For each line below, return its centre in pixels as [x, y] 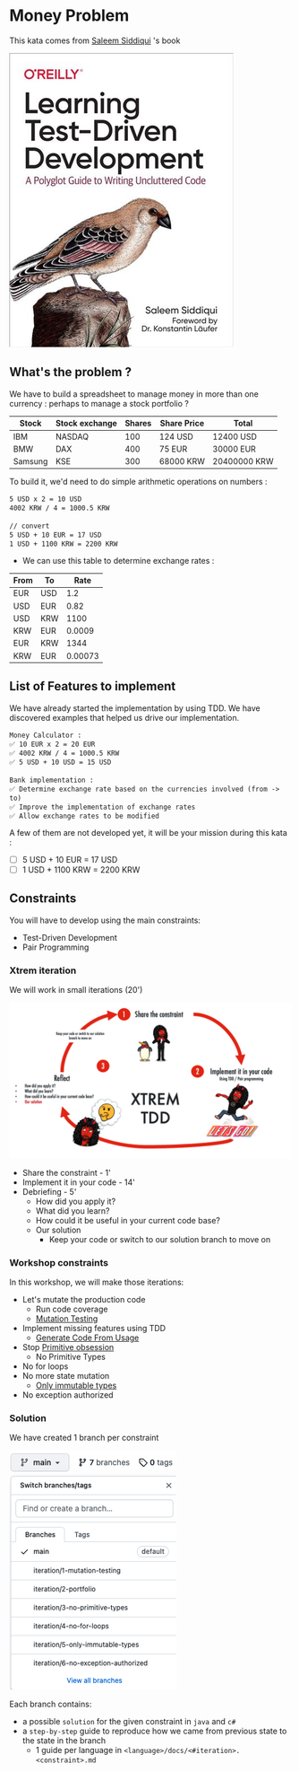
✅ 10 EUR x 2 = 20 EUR [52, 744]
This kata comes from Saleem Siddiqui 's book [95, 40]
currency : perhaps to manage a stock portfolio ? [99, 403]
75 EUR [173, 449]
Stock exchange [86, 424]
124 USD [176, 436]
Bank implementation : [51, 780]
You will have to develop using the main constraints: [105, 920]
